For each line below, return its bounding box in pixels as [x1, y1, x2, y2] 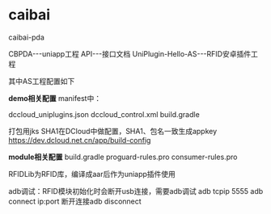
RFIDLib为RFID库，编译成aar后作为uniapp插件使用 [8, 169, 176, 178]
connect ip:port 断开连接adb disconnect [8, 196, 142, 206]
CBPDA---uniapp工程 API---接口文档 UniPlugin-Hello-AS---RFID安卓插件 [8, 48, 252, 58]
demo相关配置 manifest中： [8, 93, 102, 103]
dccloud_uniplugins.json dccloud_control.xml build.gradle [8, 109, 200, 119]
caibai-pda [8, 32, 44, 42]
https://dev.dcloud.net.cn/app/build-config [8, 135, 151, 145]
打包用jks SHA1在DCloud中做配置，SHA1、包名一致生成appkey [8, 126, 218, 136]
